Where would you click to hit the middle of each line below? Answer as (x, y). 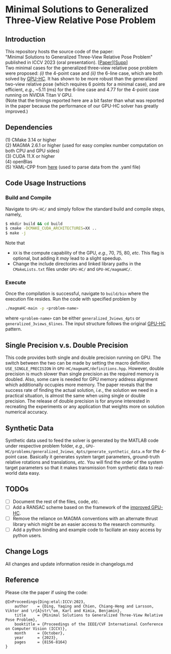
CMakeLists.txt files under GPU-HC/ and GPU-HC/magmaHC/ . (72, 269)
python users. (27, 535)
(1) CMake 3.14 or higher (31, 140)
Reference (22, 580)
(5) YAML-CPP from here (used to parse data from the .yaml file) (73, 167)
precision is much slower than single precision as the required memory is (82, 374)
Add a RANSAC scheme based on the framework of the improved (81, 507)
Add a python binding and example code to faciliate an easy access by (87, 530)
